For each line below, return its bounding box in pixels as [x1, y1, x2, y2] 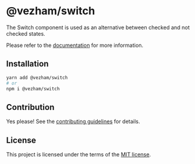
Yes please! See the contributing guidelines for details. [6, 118, 140, 125]
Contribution [6, 102, 55, 112]
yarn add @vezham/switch [6, 74, 68, 81]
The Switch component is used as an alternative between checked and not [6, 24, 190, 31]
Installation [6, 59, 49, 69]
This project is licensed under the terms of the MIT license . [6, 151, 151, 158]
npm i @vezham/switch [6, 86, 60, 92]
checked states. [6, 30, 46, 37]
